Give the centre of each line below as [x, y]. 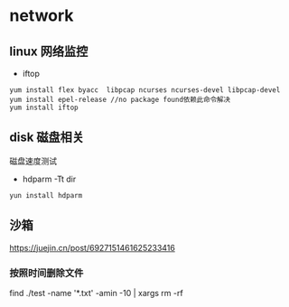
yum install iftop [44, 107]
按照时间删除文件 [47, 273]
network [42, 16]
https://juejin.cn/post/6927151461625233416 [93, 247]
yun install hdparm [46, 195]
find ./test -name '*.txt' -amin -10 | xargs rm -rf [96, 293]
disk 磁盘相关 [47, 138]
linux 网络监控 [49, 51]
